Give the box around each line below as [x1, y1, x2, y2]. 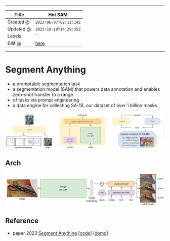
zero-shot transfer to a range [12, 91, 73, 97]
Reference [5, 217, 39, 225]
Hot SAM [48, 11, 68, 18]
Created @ [7, 19, 30, 25]
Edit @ [7, 40, 21, 46]
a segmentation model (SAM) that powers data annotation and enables [12, 86, 160, 92]
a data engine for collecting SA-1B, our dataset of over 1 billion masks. [12, 102, 158, 108]
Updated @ [7, 26, 31, 32]
